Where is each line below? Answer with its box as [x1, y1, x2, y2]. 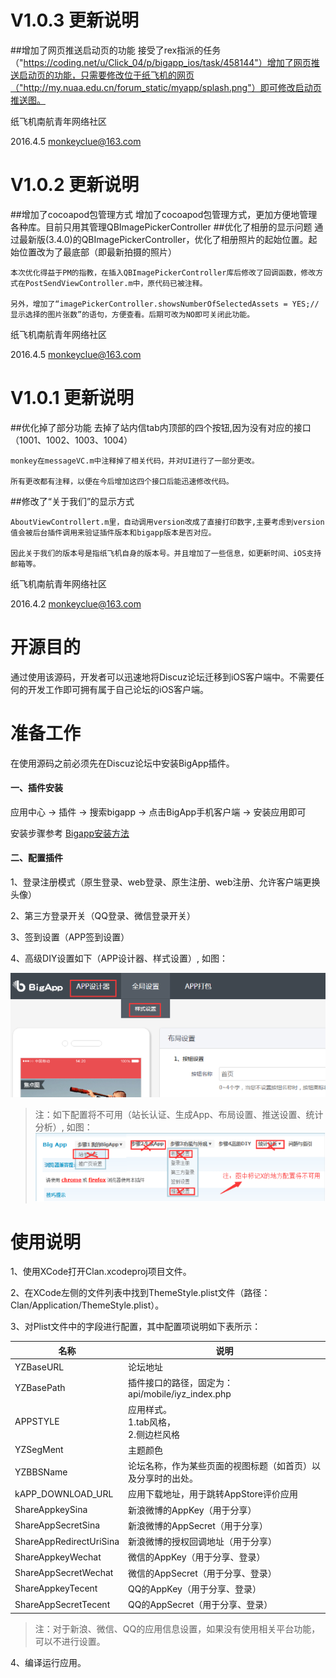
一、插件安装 [10, 782, 63, 794]
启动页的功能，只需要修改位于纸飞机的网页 [18, 69, 195, 81]
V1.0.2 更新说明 [10, 174, 140, 196]
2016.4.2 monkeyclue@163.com [10, 597, 142, 610]
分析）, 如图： [34, 1121, 93, 1133]
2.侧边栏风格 [128, 1428, 180, 1440]
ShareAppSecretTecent [14, 1598, 111, 1610]
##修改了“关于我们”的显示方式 [10, 495, 135, 507]
